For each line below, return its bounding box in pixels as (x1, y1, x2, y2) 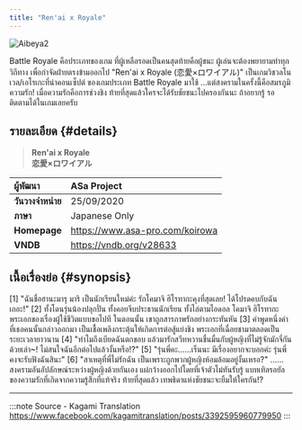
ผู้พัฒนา (13, 180, 40, 193)
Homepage (13, 224, 63, 237)
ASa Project (70, 180, 123, 193)
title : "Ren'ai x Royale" (9, 13, 106, 22)
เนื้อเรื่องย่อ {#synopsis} (9, 269, 132, 284)
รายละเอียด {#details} (9, 123, 119, 139)
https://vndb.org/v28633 (70, 239, 177, 252)
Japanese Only (70, 210, 135, 222)
